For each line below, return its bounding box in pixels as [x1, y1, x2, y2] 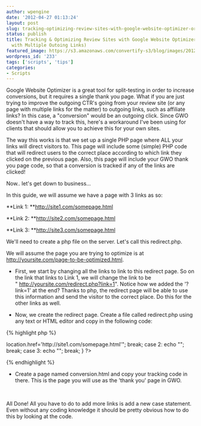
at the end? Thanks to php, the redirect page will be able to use [32, 287, 188, 294]
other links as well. [14, 299, 61, 307]
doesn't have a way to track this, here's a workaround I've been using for [6, 118, 187, 126]
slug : [6, 25, 20, 32]
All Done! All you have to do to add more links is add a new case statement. [6, 400, 192, 407]
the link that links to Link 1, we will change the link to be [14, 274, 151, 281]
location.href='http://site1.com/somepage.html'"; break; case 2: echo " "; [6, 341, 184, 348]
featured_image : [6, 48, 47, 54]
